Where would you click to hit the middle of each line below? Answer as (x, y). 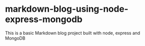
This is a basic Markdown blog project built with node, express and (73, 33)
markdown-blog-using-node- (67, 9)
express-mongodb (44, 19)
